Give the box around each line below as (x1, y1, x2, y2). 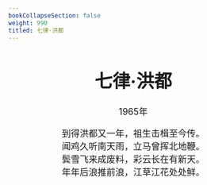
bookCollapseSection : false (8, 11, 102, 20)
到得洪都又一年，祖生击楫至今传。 (62, 128, 205, 139)
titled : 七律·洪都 (8, 26, 65, 34)
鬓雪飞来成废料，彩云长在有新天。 (62, 153, 205, 165)
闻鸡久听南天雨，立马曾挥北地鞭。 (62, 141, 205, 152)
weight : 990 (8, 19, 48, 27)
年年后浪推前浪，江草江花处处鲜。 (62, 166, 205, 178)
